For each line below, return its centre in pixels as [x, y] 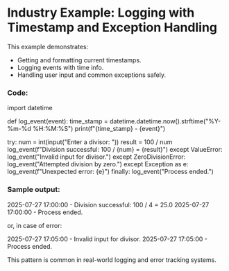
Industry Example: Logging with [101, 13]
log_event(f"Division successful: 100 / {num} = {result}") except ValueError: [115, 150]
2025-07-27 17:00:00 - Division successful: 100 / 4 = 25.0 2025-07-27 [108, 204]
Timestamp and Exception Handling [112, 27]
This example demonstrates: [48, 46]
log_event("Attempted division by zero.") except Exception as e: [98, 164]
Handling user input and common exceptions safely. [92, 75]
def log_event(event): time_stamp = [58, 121]
